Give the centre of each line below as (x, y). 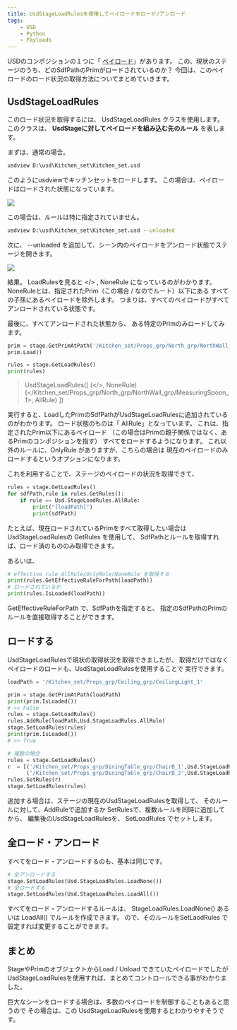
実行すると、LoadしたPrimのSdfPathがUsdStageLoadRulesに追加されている (118, 415)
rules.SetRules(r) (34, 780)
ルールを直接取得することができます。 (63, 617)
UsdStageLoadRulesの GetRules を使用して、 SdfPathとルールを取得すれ (114, 537)
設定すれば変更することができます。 (60, 926)
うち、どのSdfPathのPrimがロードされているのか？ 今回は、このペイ (125, 70)
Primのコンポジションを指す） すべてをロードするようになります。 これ (117, 441)
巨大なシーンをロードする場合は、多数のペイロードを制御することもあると (115, 1002)
